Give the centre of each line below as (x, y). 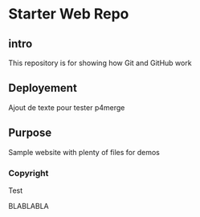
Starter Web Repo (69, 14)
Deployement (43, 88)
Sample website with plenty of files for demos (84, 152)
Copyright (29, 173)
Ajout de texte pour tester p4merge (67, 107)
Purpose (30, 133)
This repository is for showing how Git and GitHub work (100, 63)
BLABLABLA (29, 206)
